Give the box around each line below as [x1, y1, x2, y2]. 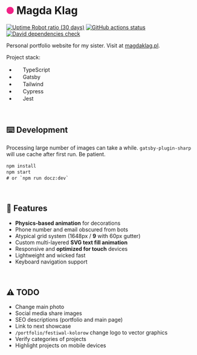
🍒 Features [6, 204, 48, 214]
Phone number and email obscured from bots [15, 225, 129, 233]
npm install [6, 163, 36, 169]
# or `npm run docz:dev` [6, 175, 69, 181]
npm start [6, 169, 31, 175]
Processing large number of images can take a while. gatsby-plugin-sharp [6, 144, 192, 151]
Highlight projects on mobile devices [15, 342, 106, 349]
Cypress [22, 87, 44, 95]
